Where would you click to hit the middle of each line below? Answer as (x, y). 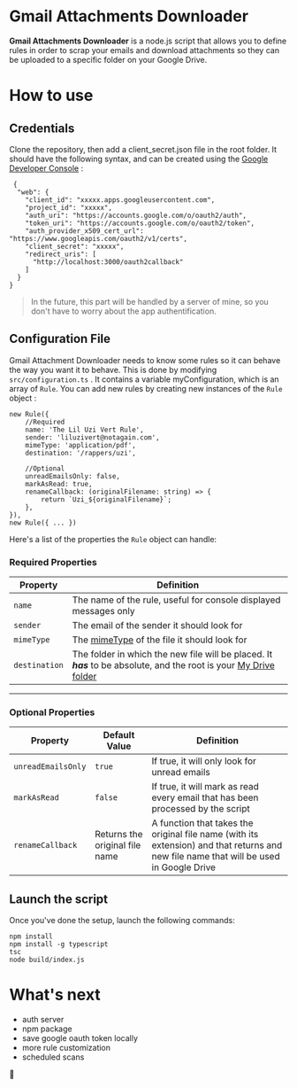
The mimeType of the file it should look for (160, 640)
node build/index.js (47, 960)
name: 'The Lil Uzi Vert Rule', (84, 430)
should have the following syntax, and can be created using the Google (139, 159)
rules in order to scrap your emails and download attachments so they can (145, 50)
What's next (55, 995)
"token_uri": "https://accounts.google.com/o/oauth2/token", (140, 223)
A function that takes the (202, 823)
